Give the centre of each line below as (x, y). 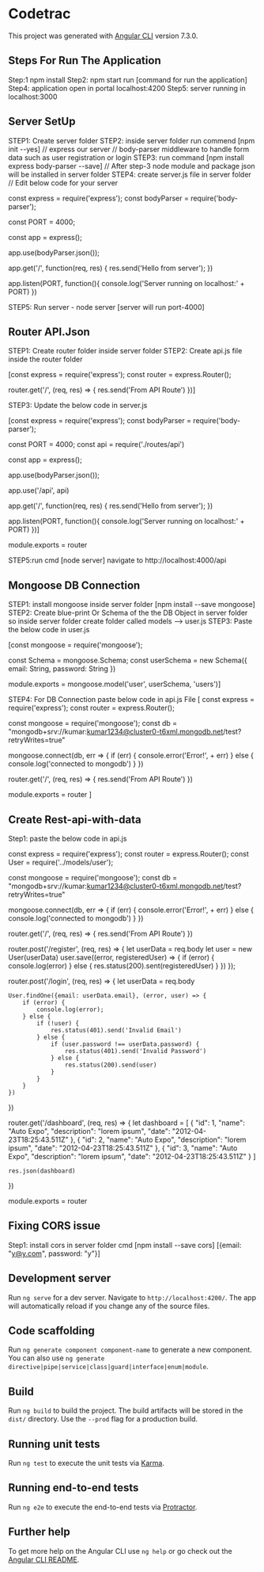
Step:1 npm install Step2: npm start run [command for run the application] (128, 79)
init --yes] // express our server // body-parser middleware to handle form (129, 149)
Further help (40, 1532)
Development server (60, 1278)
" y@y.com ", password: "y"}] (54, 1253)
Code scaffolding (51, 1331)
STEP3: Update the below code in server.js (78, 406)
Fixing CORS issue (55, 1226)
